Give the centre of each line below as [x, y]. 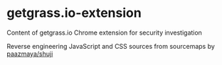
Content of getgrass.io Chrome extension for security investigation [104, 32]
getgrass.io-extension [74, 13]
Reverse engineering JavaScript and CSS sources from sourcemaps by [111, 46]
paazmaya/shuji [30, 54]
